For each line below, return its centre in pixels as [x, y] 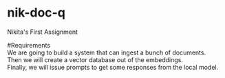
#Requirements [29, 45]
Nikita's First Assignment [42, 32]
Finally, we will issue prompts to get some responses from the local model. [113, 67]
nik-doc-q [36, 13]
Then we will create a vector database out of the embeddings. [95, 59]
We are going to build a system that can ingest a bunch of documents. [107, 52]
